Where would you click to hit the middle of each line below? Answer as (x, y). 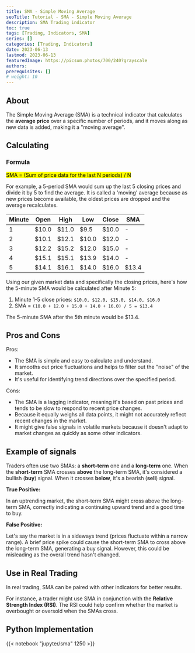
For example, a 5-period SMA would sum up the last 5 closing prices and (93, 186)
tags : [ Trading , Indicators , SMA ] (48, 33)
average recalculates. (32, 205)
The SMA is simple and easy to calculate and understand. (84, 361)
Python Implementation (50, 629)
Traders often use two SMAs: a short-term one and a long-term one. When (97, 466)
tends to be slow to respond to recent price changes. (78, 408)
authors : (17, 66)
